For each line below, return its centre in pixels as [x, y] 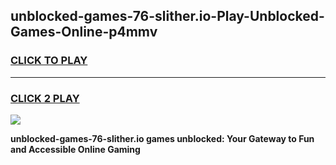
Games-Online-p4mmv [84, 32]
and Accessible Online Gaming [75, 149]
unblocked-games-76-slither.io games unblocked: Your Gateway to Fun [162, 138]
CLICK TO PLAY [49, 61]
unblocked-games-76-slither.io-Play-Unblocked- [167, 16]
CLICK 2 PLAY [45, 98]
